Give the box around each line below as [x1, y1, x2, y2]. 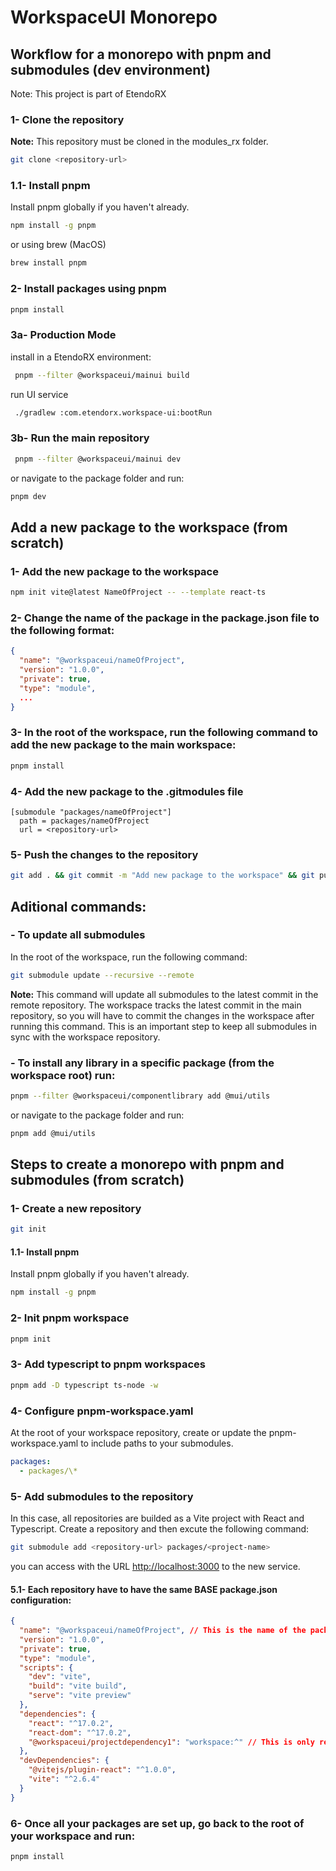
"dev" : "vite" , [28, 1672, 92, 1682]
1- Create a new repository [10, 1202, 142, 1216]
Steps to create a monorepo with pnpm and [10, 1156, 285, 1173]
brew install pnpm [10, 258, 87, 268]
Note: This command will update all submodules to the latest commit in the [10, 988, 319, 1000]
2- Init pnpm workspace [10, 1311, 130, 1325]
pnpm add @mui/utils [10, 1128, 97, 1138]
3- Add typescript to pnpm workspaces [10, 1357, 206, 1371]
